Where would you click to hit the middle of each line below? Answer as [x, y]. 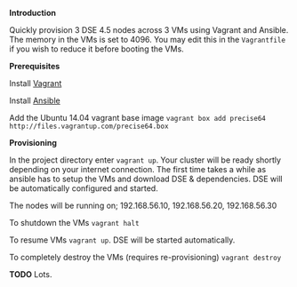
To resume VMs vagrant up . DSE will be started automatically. [122, 240]
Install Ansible [35, 100]
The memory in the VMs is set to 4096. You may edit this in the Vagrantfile [148, 40]
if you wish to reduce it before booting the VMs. [96, 49]
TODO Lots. [31, 274]
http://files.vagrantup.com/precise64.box [89, 126]
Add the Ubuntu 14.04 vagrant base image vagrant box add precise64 [138, 118]
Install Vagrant [36, 83]
